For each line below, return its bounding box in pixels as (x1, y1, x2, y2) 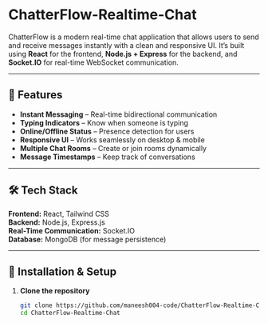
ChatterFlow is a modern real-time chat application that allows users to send (8, 32, 259, 42)
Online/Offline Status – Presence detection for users (19, 126, 195, 136)
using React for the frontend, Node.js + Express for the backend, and (8, 49, 238, 58)
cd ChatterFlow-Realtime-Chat (19, 309, 121, 317)
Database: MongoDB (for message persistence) (8, 234, 167, 244)
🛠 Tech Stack (8, 184, 78, 197)
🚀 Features (8, 88, 63, 102)
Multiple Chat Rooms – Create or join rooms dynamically (19, 143, 207, 153)
